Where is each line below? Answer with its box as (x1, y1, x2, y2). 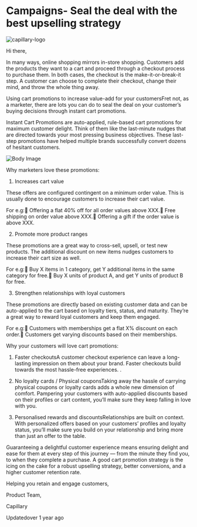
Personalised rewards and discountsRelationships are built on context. (14, 413, 185, 420)
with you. (14, 402, 37, 409)
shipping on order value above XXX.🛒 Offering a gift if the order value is (6, 213, 179, 220)
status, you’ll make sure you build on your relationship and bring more (14, 426, 184, 433)
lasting (14, 359, 31, 367)
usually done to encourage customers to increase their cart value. (6, 195, 165, 202)
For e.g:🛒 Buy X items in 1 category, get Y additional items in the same (6, 266, 175, 273)
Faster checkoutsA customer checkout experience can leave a (14, 353, 166, 361)
